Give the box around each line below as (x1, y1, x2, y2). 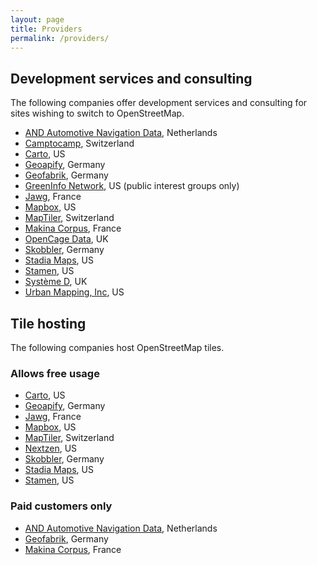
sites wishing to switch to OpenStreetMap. (10, 107, 185, 120)
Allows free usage (10, 366, 100, 380)
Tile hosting (10, 315, 87, 332)
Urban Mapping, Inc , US (24, 286, 125, 298)
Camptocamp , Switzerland (24, 137, 135, 150)
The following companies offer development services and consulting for (10, 97, 308, 109)
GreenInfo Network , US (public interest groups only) (24, 180, 240, 192)
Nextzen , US (24, 442, 78, 455)
